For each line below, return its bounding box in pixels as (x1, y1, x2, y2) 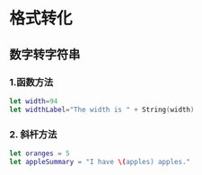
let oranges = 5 (9, 149, 70, 158)
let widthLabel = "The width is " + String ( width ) (9, 105, 195, 114)
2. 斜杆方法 (9, 127, 57, 140)
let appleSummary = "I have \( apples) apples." (9, 157, 191, 166)
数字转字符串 (9, 47, 81, 62)
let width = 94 (9, 96, 58, 106)
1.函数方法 (9, 75, 54, 88)
